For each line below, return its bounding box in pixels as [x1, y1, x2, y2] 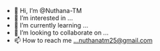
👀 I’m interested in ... [13, 14, 73, 22]
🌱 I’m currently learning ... [13, 21, 89, 29]
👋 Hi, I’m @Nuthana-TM [13, 7, 82, 14]
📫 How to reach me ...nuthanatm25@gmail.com [13, 37, 153, 44]
